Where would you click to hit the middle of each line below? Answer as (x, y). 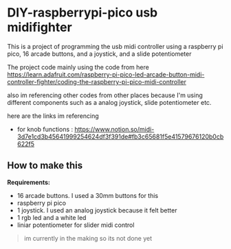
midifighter (40, 27)
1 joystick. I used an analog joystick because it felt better (97, 210)
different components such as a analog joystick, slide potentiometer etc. (109, 102)
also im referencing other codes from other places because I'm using (105, 95)
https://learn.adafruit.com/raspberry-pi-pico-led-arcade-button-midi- (106, 74)
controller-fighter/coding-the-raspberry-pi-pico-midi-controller (97, 81)
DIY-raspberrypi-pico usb (82, 13)
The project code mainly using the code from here (78, 67)
